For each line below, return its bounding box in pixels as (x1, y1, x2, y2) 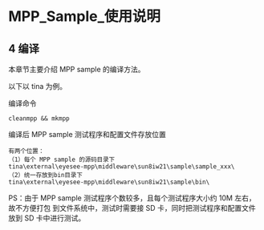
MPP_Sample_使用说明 (8, 7, 161, 26)
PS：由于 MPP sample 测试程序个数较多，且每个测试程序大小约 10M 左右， (8, 193, 256, 203)
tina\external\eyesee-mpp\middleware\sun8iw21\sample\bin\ (8, 178, 210, 186)
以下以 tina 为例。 (8, 82, 67, 91)
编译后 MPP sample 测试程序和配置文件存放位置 (8, 130, 166, 139)
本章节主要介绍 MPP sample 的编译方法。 (8, 65, 145, 74)
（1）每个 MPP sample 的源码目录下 (8, 155, 115, 163)
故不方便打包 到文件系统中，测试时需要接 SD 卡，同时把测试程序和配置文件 (8, 204, 256, 212)
